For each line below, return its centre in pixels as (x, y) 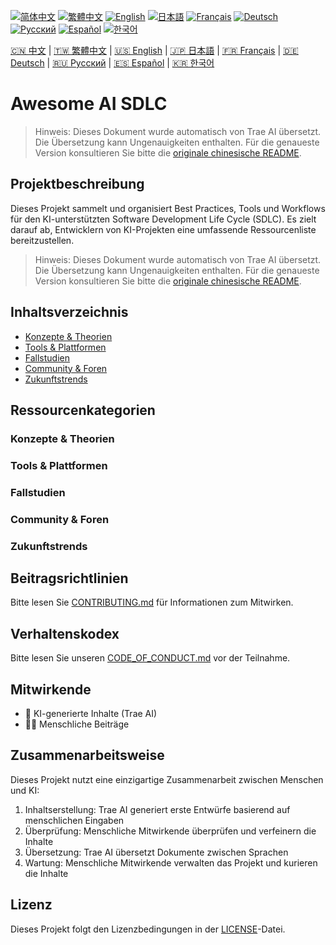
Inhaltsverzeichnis (69, 312)
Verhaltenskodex (65, 633)
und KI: (25, 790)
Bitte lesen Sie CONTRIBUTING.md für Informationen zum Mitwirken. (152, 602)
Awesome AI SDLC (89, 104)
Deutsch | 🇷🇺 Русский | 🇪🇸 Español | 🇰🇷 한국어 (112, 63)
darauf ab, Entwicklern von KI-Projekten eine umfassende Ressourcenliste (163, 229)
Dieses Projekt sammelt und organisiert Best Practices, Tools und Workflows (168, 208)
